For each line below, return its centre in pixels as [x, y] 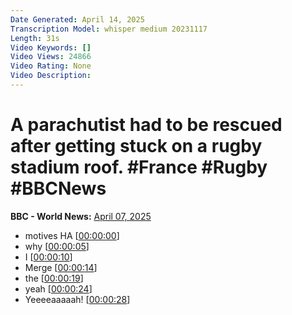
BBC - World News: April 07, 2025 [81, 216]
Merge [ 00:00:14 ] [61, 267]
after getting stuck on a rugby [136, 146]
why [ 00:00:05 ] [57, 246]
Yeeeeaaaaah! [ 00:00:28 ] [77, 299]
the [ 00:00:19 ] [54, 278]
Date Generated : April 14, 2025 [77, 19]
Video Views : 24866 [51, 57]
